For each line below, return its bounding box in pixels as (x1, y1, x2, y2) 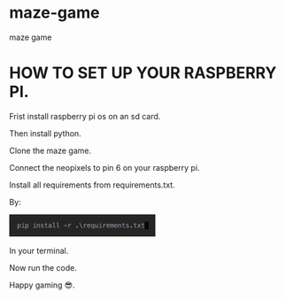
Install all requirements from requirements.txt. (9, 180, 175, 190)
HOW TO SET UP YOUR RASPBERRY (9, 63, 277, 83)
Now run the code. (9, 262, 77, 272)
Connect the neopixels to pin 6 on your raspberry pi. (9, 162, 201, 172)
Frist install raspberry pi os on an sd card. (9, 111, 161, 121)
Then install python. (9, 127, 81, 139)
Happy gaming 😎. (9, 280, 75, 290)
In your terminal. (9, 245, 69, 256)
